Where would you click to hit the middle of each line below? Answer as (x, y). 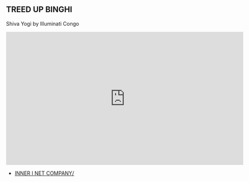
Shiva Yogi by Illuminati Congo (43, 23)
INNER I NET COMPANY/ (44, 173)
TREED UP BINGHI (39, 10)
